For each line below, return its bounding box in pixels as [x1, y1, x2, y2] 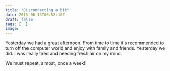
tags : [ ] [5, 21, 29, 27]
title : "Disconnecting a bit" [5, 7, 70, 13]
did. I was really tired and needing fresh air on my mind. [5, 51, 122, 57]
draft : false [5, 17, 33, 22]
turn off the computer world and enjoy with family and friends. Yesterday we [5, 45, 165, 51]
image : [5, 26, 19, 31]
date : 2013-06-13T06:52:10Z [5, 12, 65, 17]
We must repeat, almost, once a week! [5, 60, 86, 66]
